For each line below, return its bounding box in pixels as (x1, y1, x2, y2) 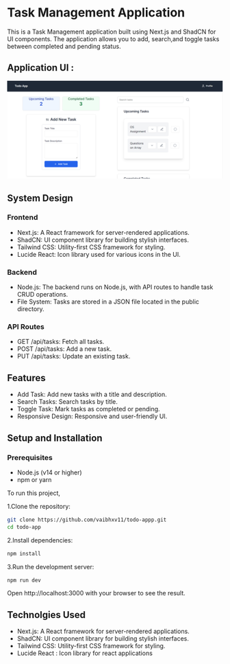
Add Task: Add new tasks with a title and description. (16, 390, 167, 399)
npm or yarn (16, 475, 52, 483)
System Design (7, 192, 73, 204)
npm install (7, 550, 41, 557)
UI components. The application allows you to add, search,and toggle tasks (7, 34, 220, 43)
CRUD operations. (16, 290, 68, 299)
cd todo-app (7, 523, 41, 530)
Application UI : (7, 62, 74, 73)
